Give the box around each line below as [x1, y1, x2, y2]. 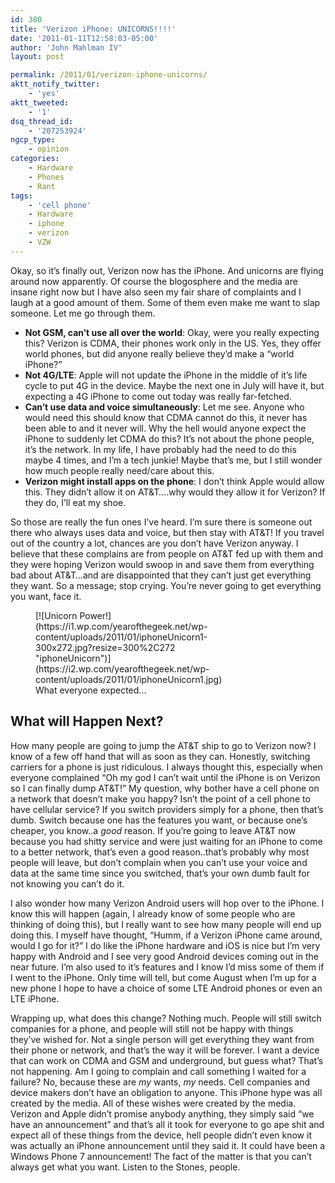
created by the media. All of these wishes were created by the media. [10, 1097, 297, 1109]
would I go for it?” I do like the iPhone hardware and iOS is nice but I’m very [10, 939, 321, 951]
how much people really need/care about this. [24, 464, 215, 476]
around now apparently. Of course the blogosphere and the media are [10, 275, 298, 287]
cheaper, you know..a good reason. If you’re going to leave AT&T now [10, 824, 297, 836]
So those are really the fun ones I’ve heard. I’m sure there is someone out [10, 516, 313, 528]
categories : [10, 154, 60, 164]
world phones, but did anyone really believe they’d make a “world [24, 347, 295, 360]
